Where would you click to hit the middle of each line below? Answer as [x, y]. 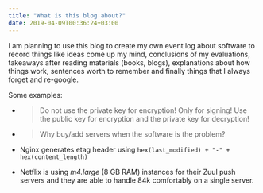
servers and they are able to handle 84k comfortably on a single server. [137, 180]
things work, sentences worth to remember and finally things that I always [129, 71]
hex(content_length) [54, 157]
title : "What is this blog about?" [67, 15]
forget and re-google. [44, 79]
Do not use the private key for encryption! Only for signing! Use [143, 110]
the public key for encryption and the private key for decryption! [145, 118]
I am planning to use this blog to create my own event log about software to [132, 45]
